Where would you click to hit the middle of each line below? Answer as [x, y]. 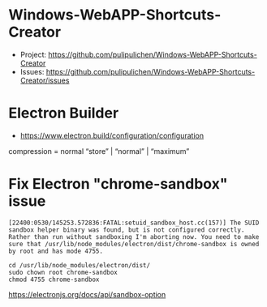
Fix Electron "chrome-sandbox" [118, 184]
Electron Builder [64, 113]
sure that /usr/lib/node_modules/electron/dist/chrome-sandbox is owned [134, 244]
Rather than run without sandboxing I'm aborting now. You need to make [134, 237]
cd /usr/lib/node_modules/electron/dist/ [80, 265]
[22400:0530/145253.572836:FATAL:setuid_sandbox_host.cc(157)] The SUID [134, 223]
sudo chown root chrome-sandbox [63, 272]
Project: [33, 54]
